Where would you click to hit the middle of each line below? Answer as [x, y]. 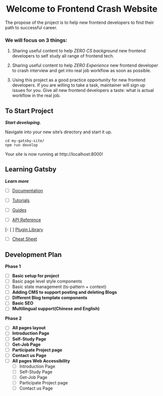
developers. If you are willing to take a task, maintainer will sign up [79, 85]
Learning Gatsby [31, 170]
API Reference [27, 220]
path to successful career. [31, 27]
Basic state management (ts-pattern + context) [59, 287]
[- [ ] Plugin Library [24, 230]
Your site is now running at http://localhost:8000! [54, 154]
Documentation [27, 190]
